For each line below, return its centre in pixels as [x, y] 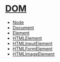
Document [23, 27]
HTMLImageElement [33, 54]
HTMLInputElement [32, 43]
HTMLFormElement [32, 49]
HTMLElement [27, 38]
